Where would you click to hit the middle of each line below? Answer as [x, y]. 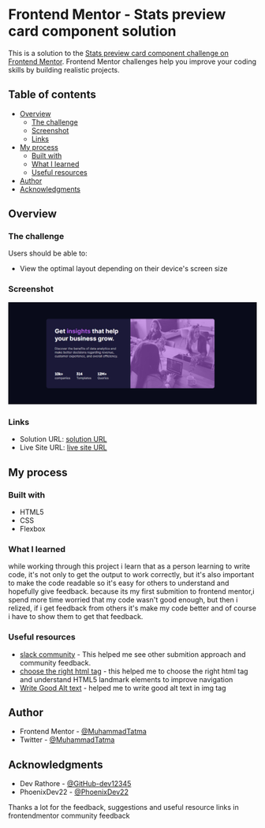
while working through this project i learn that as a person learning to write [129, 566]
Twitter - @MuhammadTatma [67, 740]
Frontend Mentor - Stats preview [117, 15]
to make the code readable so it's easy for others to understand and [119, 583]
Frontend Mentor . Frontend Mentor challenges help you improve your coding [132, 62]
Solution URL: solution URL [63, 439]
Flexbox [32, 528]
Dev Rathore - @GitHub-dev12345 [75, 784]
